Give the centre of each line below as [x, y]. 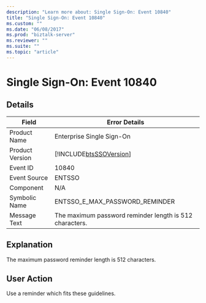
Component [27, 188]
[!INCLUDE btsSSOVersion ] [93, 154]
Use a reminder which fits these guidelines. [61, 293]
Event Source [29, 177]
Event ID [21, 167]
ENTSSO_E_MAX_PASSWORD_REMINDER [115, 201]
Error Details [126, 122]
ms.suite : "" [23, 47]
